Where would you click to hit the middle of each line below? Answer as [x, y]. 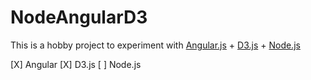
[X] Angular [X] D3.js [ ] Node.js [76, 64]
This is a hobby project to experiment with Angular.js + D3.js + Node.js [155, 45]
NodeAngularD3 [79, 17]
